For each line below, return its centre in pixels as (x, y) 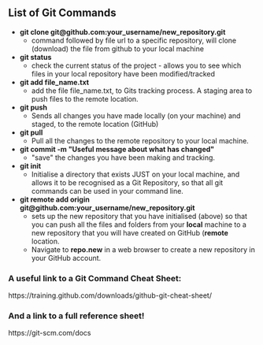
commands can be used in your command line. (107, 191)
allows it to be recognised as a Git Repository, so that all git (127, 182)
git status (35, 57)
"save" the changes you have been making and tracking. (123, 158)
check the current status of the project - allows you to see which (136, 65)
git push (33, 107)
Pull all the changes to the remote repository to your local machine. (140, 140)
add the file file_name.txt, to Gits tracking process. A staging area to (142, 91)
